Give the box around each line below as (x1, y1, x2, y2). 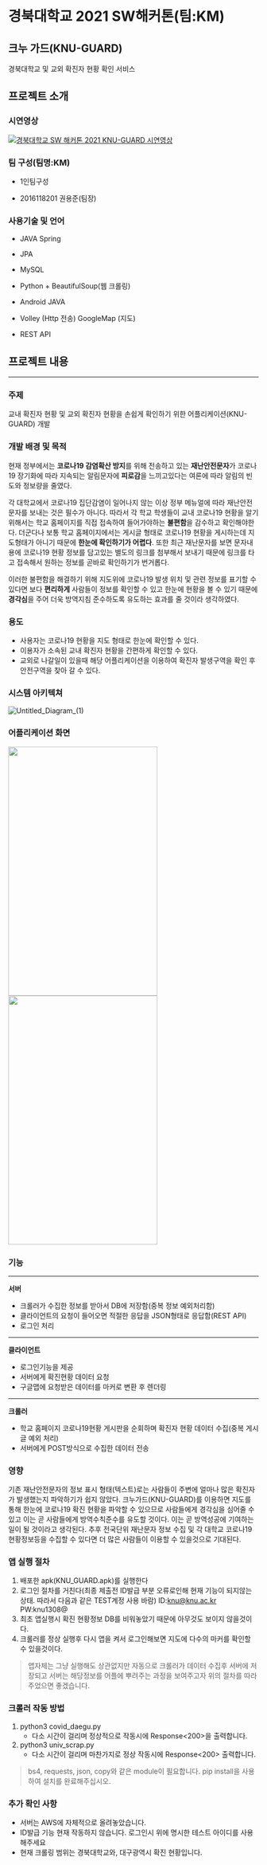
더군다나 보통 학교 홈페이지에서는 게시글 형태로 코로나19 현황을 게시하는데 (18, 527, 246, 537)
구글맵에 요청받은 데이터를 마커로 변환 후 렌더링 (19, 1381, 167, 1391)
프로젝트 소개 (8, 89, 69, 104)
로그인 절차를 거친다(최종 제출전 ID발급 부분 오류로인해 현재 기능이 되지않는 (19, 1586, 253, 1596)
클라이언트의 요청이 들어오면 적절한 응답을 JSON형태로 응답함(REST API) (19, 1311, 247, 1320)
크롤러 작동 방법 (8, 1702, 65, 1714)
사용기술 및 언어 (8, 215, 65, 226)
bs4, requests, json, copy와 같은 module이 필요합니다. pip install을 (27, 1766, 241, 1776)
